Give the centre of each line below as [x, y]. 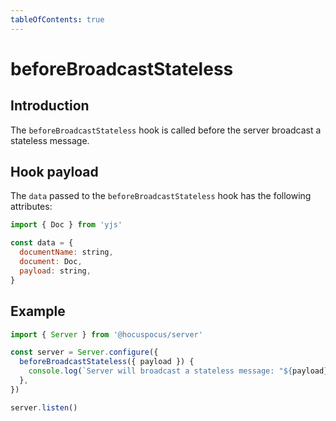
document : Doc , [51, 262]
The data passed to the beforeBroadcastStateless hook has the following [161, 196]
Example [38, 311]
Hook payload [54, 172]
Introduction [50, 106]
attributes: [31, 207]
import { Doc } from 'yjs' [66, 225]
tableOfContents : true [57, 19]
